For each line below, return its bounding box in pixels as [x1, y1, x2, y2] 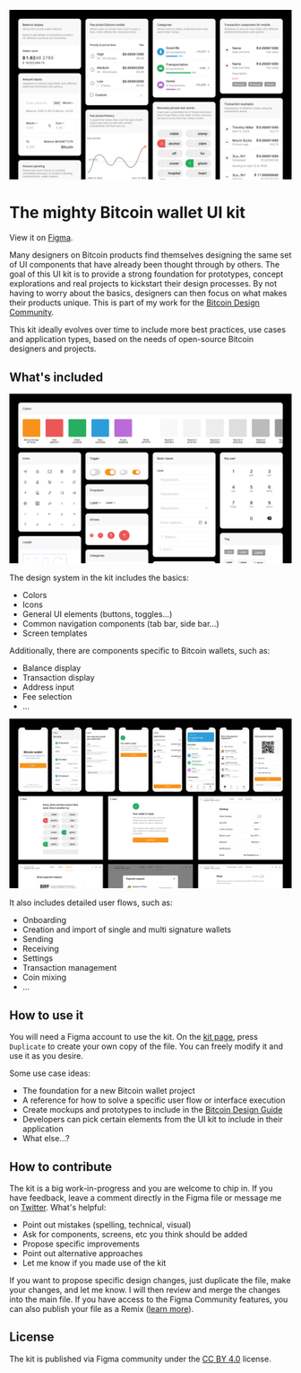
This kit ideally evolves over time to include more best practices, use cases [9, 324, 287, 335]
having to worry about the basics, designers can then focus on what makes [9, 288, 288, 299]
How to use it [9, 1008, 84, 1023]
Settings [21, 953, 54, 964]
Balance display [21, 663, 82, 673]
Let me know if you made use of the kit [21, 1257, 167, 1268]
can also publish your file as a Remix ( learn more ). [9, 1303, 194, 1314]
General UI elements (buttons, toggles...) [21, 609, 173, 620]
